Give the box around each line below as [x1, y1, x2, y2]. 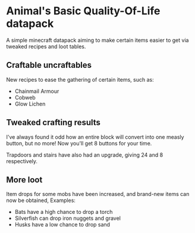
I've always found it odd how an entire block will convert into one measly [6, 133, 184, 141]
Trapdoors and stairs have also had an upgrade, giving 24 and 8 [6, 151, 163, 159]
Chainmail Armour [14, 88, 59, 95]
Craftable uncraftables [6, 60, 92, 70]
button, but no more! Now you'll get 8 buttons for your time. [6, 139, 152, 147]
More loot [6, 175, 43, 185]
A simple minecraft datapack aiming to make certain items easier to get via [6, 36, 189, 44]
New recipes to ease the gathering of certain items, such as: [6, 76, 155, 83]
